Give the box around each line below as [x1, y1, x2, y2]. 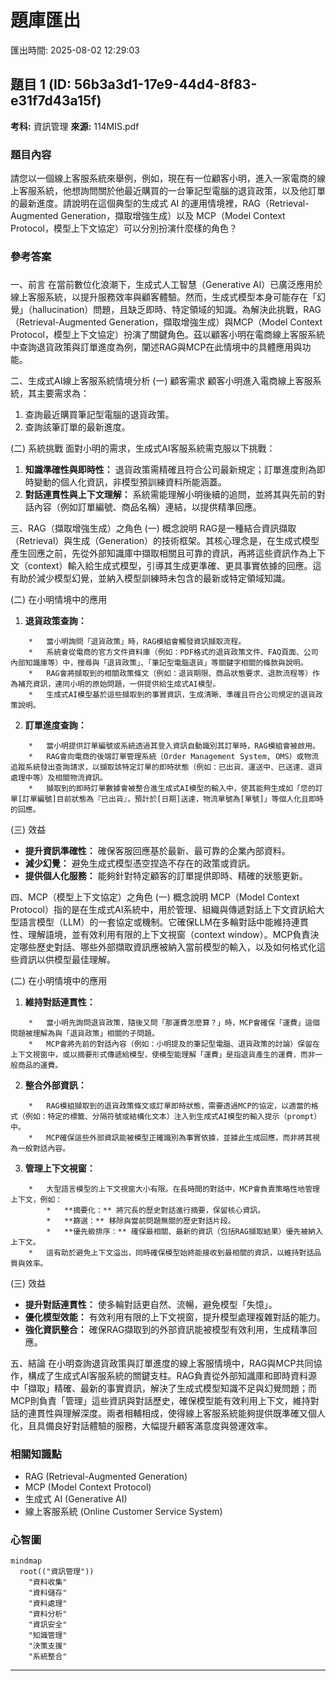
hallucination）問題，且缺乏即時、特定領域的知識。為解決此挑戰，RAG [31, 303, 322, 315]
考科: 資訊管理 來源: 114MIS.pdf [10, 120, 140, 132]
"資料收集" [28, 1577, 68, 1588]
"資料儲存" [28, 1588, 68, 1598]
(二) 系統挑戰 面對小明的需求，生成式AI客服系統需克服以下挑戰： [10, 442, 276, 454]
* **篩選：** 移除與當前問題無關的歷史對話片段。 [46, 1216, 236, 1226]
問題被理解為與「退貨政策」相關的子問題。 [10, 1028, 160, 1038]
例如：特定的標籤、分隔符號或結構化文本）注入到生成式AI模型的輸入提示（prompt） [24, 1111, 322, 1121]
